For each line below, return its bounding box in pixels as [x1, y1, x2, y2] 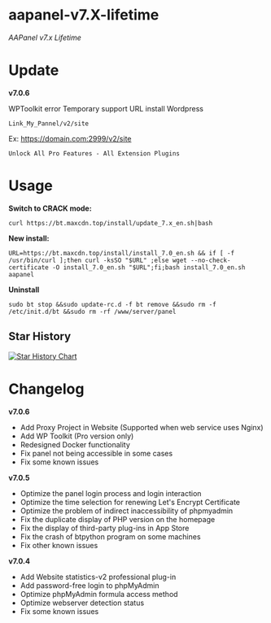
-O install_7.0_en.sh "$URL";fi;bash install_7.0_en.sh [51, 263, 246, 272]
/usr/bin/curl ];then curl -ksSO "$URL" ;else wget [8, 256, 187, 264]
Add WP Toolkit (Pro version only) [20, 431, 134, 441]
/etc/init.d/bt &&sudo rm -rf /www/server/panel [8, 307, 177, 316]
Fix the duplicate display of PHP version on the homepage [20, 514, 216, 524]
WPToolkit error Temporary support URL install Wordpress [8, 103, 203, 113]
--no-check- [190, 256, 231, 264]
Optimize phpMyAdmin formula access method [20, 589, 178, 599]
